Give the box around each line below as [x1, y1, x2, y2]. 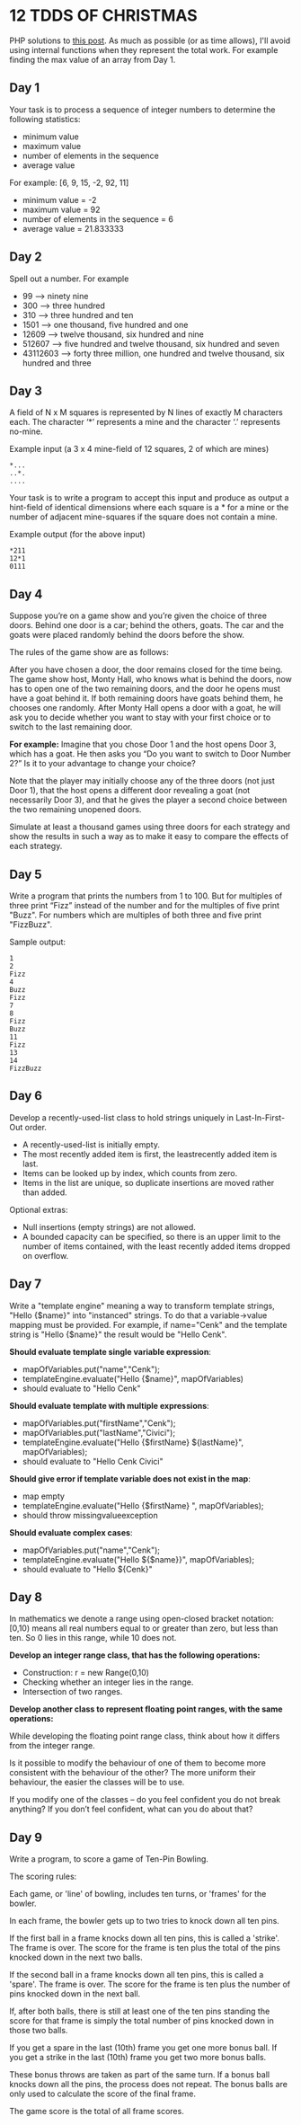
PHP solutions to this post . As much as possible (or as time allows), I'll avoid [9, 35, 291, 46]
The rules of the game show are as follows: [9, 647, 169, 658]
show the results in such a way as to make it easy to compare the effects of [9, 831, 289, 842]
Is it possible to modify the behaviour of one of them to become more [9, 1758, 267, 1768]
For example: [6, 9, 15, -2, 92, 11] [9, 177, 129, 188]
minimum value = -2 [22, 194, 97, 205]
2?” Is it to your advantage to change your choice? [9, 758, 196, 769]
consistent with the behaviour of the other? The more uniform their [9, 1767, 256, 1778]
